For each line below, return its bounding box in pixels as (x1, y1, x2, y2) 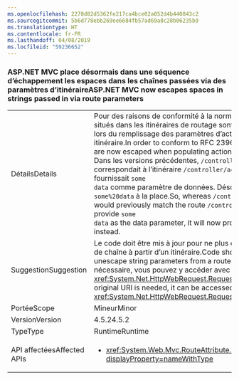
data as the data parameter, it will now (93, 218, 221, 228)
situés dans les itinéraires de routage (93, 120, 217, 130)
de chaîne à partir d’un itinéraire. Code (93, 247, 221, 257)
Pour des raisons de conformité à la (93, 111, 213, 121)
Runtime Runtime (93, 327, 149, 337)
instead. (93, 227, 121, 237)
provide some (93, 209, 137, 219)
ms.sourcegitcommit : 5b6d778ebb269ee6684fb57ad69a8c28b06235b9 (7, 17, 199, 24)
